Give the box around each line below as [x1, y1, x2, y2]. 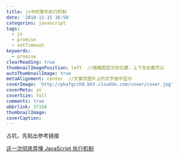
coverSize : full [6, 93, 47, 99]
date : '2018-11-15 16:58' [6, 14, 71, 20]
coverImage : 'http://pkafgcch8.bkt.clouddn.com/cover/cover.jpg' [6, 82, 174, 88]
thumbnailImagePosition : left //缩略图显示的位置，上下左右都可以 [6, 64, 165, 71]
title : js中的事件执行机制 [6, 8, 67, 15]
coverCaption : [6, 115, 42, 121]
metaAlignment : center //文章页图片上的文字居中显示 [6, 76, 133, 82]
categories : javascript [6, 20, 66, 26]
